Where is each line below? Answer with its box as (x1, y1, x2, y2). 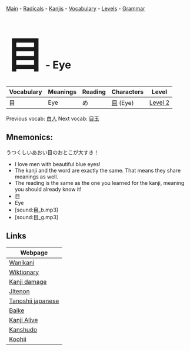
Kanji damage (9, 277, 47, 286)
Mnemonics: (6, 133, 54, 143)
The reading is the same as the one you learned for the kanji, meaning (14, 179, 185, 186)
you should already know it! (14, 186, 82, 193)
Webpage (20, 249, 48, 257)
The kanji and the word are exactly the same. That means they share (14, 167, 181, 174)
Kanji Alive (9, 316, 38, 324)
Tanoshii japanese (9, 297, 59, 305)
